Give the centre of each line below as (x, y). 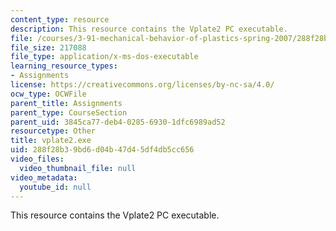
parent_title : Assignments (66, 103)
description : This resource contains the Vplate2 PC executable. (149, 29)
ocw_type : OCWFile (48, 94)
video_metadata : (44, 177)
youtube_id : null (55, 187)
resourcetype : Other (53, 131)
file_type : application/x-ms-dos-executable (104, 57)
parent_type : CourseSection (69, 112)
